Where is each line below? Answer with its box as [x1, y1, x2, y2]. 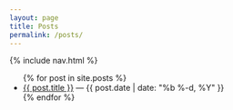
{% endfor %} [22, 92, 76, 103]
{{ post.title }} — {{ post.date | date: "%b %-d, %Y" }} [22, 83, 225, 94]
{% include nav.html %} [9, 55, 98, 66]
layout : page [9, 13, 59, 23]
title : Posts [9, 22, 59, 31]
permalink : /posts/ [9, 30, 84, 39]
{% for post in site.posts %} [22, 73, 127, 84]
